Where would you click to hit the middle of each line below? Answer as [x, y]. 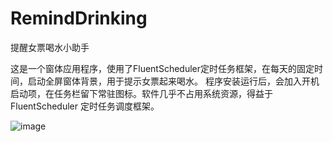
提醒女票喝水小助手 [50, 47]
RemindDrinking [79, 18]
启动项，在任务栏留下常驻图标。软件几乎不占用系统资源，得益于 [141, 93]
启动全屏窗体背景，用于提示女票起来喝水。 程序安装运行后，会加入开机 [173, 81]
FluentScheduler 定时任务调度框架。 [85, 106]
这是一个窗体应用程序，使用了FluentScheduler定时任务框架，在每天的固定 [162, 68]
